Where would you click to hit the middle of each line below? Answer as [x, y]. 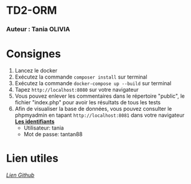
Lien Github [20, 175]
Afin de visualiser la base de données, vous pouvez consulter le [93, 109]
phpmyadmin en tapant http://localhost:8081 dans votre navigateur [100, 115]
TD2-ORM [32, 10]
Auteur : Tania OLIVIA [38, 29]
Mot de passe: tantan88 [53, 134]
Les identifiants [35, 122]
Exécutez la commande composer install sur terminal [81, 77]
